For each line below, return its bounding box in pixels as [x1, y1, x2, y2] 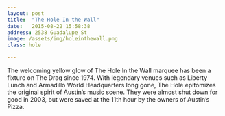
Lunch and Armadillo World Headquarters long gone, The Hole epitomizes [7, 81, 216, 89]
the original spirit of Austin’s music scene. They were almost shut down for [7, 88, 218, 96]
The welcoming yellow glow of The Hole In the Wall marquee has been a [7, 66, 211, 74]
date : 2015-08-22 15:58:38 [7, 23, 91, 29]
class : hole [7, 42, 41, 48]
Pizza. [7, 103, 25, 111]
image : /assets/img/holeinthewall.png [7, 35, 118, 42]
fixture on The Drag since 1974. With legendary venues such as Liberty [7, 74, 208, 82]
